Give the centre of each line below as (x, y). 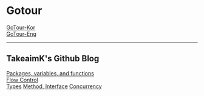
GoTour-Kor (21, 27)
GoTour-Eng (21, 33)
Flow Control (22, 80)
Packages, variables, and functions (50, 73)
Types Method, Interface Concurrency (54, 86)
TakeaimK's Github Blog (53, 59)
